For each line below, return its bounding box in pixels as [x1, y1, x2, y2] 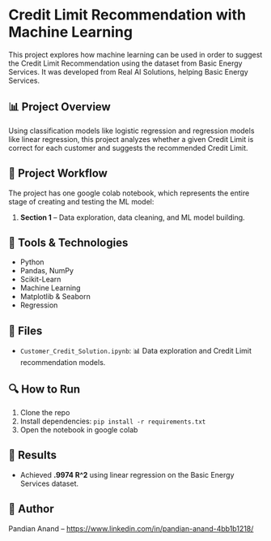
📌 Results [8, 449, 57, 462]
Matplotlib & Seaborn [19, 292, 91, 302]
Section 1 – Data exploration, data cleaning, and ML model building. [19, 213, 245, 222]
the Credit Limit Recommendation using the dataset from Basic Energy [8, 58, 243, 68]
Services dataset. [19, 479, 79, 488]
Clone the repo [19, 408, 70, 417]
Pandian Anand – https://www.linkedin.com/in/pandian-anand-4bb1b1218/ [8, 523, 254, 533]
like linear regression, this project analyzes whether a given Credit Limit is [8, 134, 254, 144]
